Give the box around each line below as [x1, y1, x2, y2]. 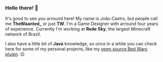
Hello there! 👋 [5, 4, 39, 11]
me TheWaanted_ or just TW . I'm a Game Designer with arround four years [5, 21, 159, 27]
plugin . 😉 [5, 51, 25, 57]
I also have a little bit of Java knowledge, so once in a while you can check [5, 41, 157, 47]
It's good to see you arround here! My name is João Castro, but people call [5, 16, 158, 22]
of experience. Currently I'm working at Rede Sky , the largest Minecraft [5, 26, 151, 32]
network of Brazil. [5, 31, 41, 37]
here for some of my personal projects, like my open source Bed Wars [5, 46, 148, 52]
